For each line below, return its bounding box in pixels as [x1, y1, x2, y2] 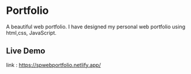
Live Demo [6, 46, 46, 56]
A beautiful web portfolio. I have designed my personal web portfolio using [6, 23, 186, 30]
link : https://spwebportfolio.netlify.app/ [6, 61, 101, 68]
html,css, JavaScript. [6, 29, 57, 36]
